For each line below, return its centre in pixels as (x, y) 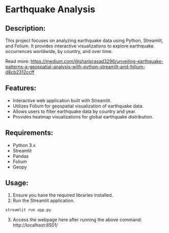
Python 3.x (24, 145)
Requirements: (29, 133)
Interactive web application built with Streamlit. (62, 100)
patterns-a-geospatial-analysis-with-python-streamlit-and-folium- (75, 67)
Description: (26, 28)
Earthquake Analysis (50, 9)
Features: (21, 88)
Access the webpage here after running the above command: (77, 220)
